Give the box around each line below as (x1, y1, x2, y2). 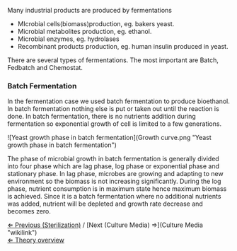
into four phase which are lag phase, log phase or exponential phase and (7, 162, 219, 170)
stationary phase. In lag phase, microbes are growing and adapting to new (7, 170, 224, 178)
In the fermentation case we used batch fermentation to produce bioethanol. (7, 97, 230, 105)
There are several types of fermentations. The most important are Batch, (7, 56, 219, 64)
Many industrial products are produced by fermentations (7, 6, 172, 14)
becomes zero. (7, 207, 52, 216)
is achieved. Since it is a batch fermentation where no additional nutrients (7, 192, 221, 201)
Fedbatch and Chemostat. (7, 64, 83, 71)
